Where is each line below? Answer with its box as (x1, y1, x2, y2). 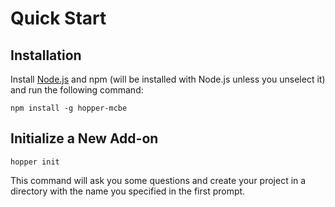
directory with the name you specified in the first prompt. (10, 185, 246, 197)
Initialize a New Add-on (10, 130, 159, 147)
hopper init (10, 157, 60, 167)
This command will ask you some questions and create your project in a (10, 174, 307, 186)
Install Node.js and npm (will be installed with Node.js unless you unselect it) (10, 73, 326, 85)
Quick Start (10, 7, 107, 30)
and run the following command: (10, 84, 144, 96)
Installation (10, 47, 82, 64)
